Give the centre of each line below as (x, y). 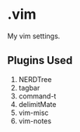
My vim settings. (34, 36)
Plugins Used (40, 61)
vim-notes (35, 121)
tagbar (29, 87)
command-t (37, 96)
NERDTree (35, 79)
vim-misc (33, 112)
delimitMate (37, 104)
